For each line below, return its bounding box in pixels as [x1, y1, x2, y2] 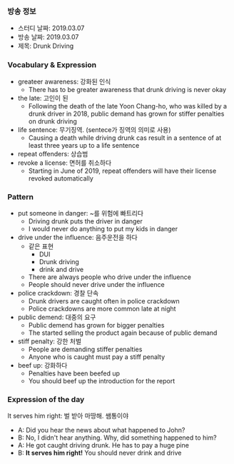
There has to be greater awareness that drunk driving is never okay [28, 85, 227, 94]
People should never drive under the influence [28, 280, 166, 288]
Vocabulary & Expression [7, 60, 97, 70]
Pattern [7, 191, 34, 201]
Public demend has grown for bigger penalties [28, 321, 165, 329]
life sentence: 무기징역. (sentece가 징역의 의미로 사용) [17, 125, 171, 133]
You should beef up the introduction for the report [28, 376, 175, 385]
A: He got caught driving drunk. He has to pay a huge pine [17, 441, 189, 450]
